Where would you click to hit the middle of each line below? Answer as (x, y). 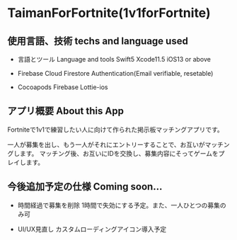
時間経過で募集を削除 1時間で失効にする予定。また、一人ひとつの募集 (119, 205)
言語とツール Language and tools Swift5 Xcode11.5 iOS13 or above (114, 59)
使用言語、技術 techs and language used (98, 41)
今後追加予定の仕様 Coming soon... (85, 187)
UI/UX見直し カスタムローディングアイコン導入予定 (92, 229)
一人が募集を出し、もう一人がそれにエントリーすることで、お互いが (106, 144)
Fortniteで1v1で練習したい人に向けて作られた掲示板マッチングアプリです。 (116, 130)
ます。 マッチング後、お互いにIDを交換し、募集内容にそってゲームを (119, 153)
